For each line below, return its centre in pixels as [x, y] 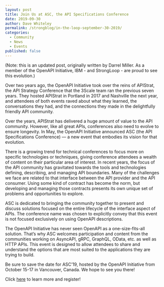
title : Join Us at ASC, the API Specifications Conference [67, 14]
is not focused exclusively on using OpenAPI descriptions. [64, 219]
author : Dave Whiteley [28, 23]
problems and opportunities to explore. [45, 194]
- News [16, 42]
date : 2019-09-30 [23, 19]
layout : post [18, 10]
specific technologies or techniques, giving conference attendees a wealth [81, 157]
